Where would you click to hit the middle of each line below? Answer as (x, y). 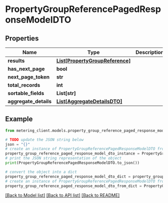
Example (19, 119)
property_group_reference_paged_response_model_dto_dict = (68, 176)
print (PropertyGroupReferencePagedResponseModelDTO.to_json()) (72, 163)
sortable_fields (26, 93)
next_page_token (29, 77)
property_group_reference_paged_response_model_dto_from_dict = (73, 186)
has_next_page (26, 69)
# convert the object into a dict (41, 172)
